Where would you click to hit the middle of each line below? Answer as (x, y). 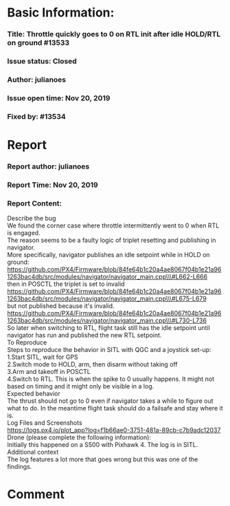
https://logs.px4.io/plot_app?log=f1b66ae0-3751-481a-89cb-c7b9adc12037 (114, 430)
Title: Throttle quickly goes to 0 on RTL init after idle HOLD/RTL (114, 34)
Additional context (33, 452)
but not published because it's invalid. (61, 306)
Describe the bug (32, 219)
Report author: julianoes (48, 166)
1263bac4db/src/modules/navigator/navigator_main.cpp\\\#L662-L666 (107, 277)
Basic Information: (61, 13)
